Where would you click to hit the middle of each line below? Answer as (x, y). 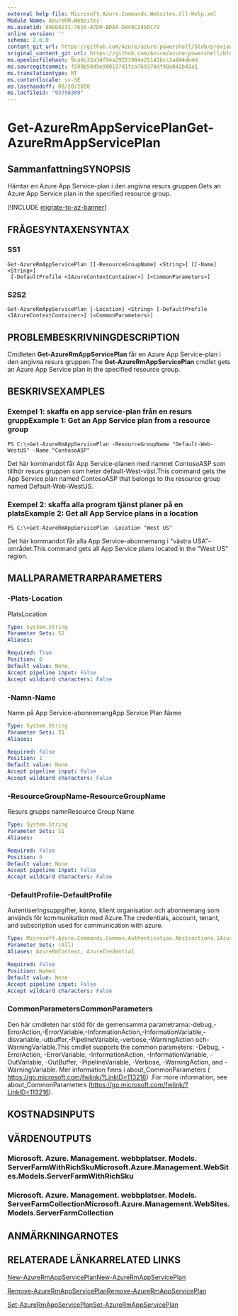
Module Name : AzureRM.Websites (53, 21)
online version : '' (36, 34)
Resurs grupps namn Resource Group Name (71, 812)
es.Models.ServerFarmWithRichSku (71, 1176)
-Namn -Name (32, 697)
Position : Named (31, 971)
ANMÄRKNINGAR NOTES (63, 1236)
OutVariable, (25, 1062)
